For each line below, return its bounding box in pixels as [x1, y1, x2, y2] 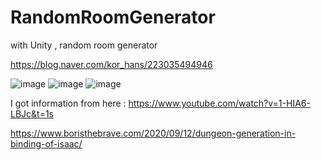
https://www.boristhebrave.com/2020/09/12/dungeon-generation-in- [10, 127, 297, 139]
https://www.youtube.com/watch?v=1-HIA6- [128, 97, 311, 109]
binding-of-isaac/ [10, 137, 83, 150]
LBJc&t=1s [10, 107, 55, 120]
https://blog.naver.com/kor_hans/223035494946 [10, 58, 213, 70]
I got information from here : [10, 97, 127, 109]
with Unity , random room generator [10, 39, 158, 51]
